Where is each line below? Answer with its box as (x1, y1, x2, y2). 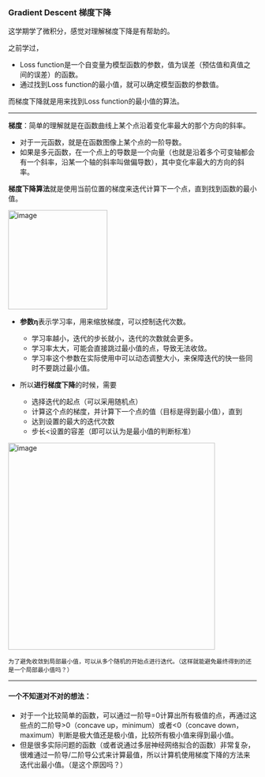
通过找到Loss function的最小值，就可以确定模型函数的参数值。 (19, 80, 223, 89)
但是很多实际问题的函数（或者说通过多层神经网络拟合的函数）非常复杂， (19, 740, 255, 749)
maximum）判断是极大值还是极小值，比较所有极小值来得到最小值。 (19, 730, 238, 740)
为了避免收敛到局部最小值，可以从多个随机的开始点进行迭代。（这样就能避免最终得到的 (8, 658, 246, 666)
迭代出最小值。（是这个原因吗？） (19, 760, 128, 769)
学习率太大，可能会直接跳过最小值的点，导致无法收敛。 (31, 344, 211, 353)
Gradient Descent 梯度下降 (8, 6, 112, 17)
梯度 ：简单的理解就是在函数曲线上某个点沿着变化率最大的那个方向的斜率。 (8, 121, 250, 130)
